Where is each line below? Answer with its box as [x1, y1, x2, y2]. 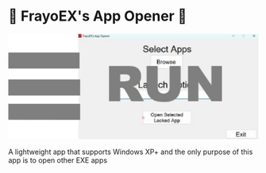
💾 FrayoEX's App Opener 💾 [8, 7, 187, 25]
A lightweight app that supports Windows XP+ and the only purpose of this [8, 147, 253, 156]
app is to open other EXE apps [8, 155, 108, 165]
